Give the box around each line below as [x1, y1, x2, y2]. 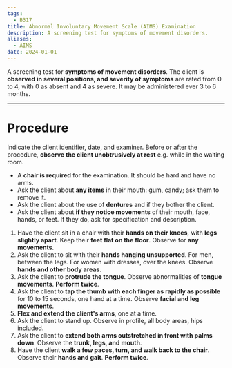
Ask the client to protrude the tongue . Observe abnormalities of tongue [17, 272, 222, 280]
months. [7, 89, 31, 97]
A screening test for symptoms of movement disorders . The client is [7, 67, 204, 76]
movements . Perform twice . [17, 280, 99, 288]
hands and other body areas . [17, 265, 102, 273]
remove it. [17, 193, 46, 201]
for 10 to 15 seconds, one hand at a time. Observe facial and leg [17, 294, 200, 302]
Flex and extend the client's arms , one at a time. [17, 309, 157, 318]
